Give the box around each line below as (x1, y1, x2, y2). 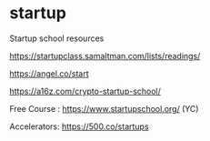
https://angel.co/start (9, 67, 89, 79)
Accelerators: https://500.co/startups (9, 121, 149, 132)
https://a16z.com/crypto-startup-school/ (9, 86, 162, 96)
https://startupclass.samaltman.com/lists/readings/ (9, 50, 201, 61)
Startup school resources (9, 33, 105, 44)
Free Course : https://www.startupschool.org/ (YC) (9, 103, 199, 114)
